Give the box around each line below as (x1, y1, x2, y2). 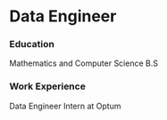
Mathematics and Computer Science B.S (9, 58, 159, 68)
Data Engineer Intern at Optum (9, 100, 121, 111)
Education (9, 38, 55, 51)
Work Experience (9, 80, 87, 92)
